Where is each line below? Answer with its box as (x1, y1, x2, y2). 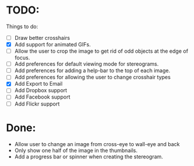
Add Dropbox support (14, 87, 67, 94)
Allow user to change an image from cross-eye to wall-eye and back (14, 140, 180, 147)
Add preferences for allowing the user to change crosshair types (14, 74, 171, 81)
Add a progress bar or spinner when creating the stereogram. (14, 153, 164, 160)
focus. (14, 54, 30, 62)
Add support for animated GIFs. (14, 41, 91, 48)
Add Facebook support (14, 93, 70, 100)
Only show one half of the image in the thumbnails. (14, 147, 138, 154)
